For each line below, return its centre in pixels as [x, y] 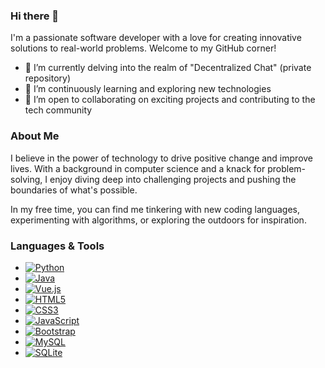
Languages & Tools [57, 246]
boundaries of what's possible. [74, 190]
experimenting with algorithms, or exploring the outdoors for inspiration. [158, 220]
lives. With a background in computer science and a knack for [138, 168]
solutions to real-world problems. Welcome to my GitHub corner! [143, 48]
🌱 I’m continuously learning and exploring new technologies [148, 89]
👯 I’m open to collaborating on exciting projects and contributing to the [170, 100]
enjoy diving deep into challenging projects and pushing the [173, 179]
